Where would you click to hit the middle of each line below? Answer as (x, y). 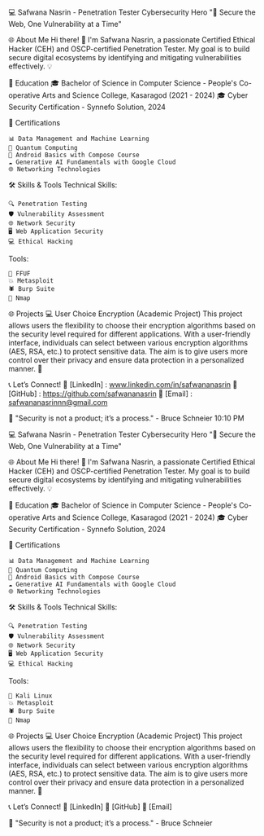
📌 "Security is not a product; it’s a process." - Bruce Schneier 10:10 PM (127, 418)
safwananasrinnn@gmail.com (58, 402)
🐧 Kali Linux (30, 696)
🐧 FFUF (19, 274)
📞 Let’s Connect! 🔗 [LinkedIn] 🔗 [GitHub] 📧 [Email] (90, 807)
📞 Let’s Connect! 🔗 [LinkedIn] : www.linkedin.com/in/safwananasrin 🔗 (123, 385)
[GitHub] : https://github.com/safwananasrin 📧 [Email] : (100, 394)
